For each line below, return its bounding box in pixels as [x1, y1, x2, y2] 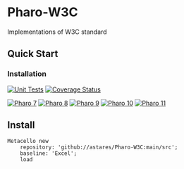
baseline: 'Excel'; [20, 150, 78, 157]
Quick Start [7, 48, 59, 60]
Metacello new [7, 138, 49, 145]
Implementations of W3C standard [7, 27, 107, 36]
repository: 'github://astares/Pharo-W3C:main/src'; [20, 144, 178, 151]
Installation [7, 69, 47, 79]
